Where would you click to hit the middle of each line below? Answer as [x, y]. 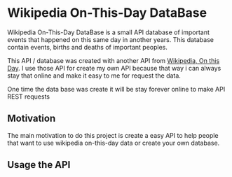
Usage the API [39, 165]
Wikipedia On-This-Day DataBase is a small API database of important [109, 32]
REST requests [29, 97]
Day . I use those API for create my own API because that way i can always [114, 68]
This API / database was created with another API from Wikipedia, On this [114, 60]
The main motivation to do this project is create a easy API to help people [113, 135]
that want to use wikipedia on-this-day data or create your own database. [114, 143]
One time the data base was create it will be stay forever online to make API [116, 89]
